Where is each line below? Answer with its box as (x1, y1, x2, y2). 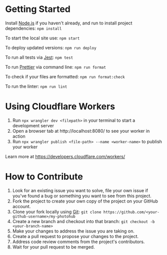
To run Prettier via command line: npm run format (5, 64, 106, 70)
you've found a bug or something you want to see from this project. (12, 193, 151, 199)
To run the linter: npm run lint (5, 83, 67, 89)
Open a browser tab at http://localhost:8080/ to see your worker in (12, 128, 150, 134)
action (12, 133, 26, 139)
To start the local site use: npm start (5, 35, 80, 41)
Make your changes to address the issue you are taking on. (12, 228, 135, 234)
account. (12, 203, 31, 209)
